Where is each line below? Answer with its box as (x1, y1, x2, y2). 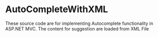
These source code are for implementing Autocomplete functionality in (5, 20, 153, 26)
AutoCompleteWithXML (5, 4, 108, 15)
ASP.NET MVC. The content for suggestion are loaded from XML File (5, 25, 149, 31)
